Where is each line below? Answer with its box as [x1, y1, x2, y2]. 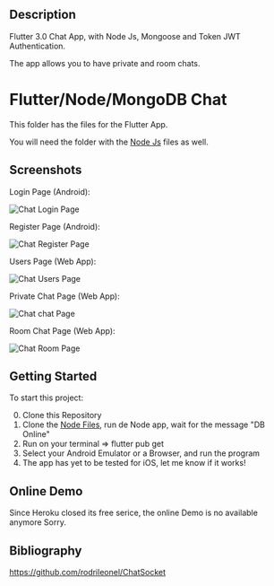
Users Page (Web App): [9, 256, 97, 267]
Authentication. [9, 40, 65, 51]
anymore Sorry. [9, 517, 67, 528]
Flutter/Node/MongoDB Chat [9, 90, 227, 109]
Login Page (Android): [9, 186, 91, 197]
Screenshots [9, 162, 82, 178]
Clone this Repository [21, 410, 102, 421]
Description [9, 7, 76, 22]
